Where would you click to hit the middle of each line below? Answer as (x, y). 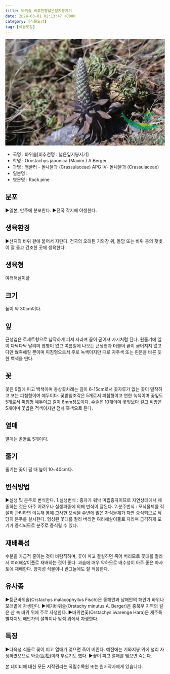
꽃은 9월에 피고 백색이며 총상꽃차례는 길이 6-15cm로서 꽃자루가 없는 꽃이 (77, 389)
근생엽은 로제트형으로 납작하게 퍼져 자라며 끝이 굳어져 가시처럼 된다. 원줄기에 (81, 339)
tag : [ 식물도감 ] (20, 27)
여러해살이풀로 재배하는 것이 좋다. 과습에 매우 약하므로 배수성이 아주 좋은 (82, 562)
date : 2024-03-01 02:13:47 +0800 (40, 16)
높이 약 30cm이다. (24, 309)
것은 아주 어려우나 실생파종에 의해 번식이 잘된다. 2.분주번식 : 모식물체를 (89, 507)
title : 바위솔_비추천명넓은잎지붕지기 (39, 11)
